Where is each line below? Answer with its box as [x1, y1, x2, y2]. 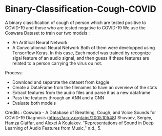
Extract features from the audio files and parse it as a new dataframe [12, 90, 151, 95]
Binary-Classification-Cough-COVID [5, 3, 157, 15]
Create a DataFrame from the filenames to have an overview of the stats [12, 84, 157, 90]
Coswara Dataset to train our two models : [5, 30, 90, 36]
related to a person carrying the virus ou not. [12, 60, 102, 66]
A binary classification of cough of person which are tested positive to [5, 20, 146, 25]
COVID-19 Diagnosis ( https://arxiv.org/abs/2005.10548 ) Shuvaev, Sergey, [5, 114, 153, 120]
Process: [5, 69, 23, 75]
